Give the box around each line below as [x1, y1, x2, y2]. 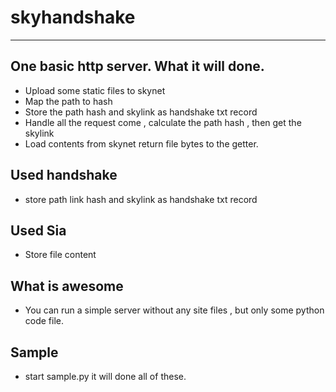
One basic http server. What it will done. [10, 58, 265, 75]
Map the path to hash [24, 95, 113, 107]
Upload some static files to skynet [24, 84, 166, 96]
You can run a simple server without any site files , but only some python [24, 304, 325, 316]
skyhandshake [10, 6, 136, 29]
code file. [24, 315, 65, 327]
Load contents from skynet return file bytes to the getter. [24, 137, 259, 150]
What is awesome [10, 277, 124, 295]
